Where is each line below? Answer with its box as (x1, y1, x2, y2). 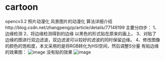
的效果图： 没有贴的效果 (5, 49, 73, 55)
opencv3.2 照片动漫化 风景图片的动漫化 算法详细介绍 (5, 18, 112, 24)
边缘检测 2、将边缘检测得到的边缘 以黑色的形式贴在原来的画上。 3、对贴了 (5, 30, 157, 36)
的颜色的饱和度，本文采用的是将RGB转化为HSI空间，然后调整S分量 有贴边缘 (5, 43, 159, 49)
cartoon (5, 1, 38, 13)
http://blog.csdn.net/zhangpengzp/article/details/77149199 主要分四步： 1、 (5, 24, 159, 30)
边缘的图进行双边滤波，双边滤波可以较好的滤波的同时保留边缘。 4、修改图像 (5, 36, 160, 43)
